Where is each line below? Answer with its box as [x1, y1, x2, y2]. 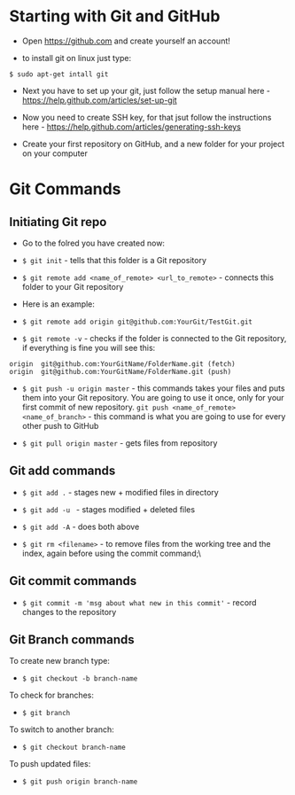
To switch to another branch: [9, 724, 114, 735]
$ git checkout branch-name [21, 743, 126, 752]
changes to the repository [21, 606, 117, 617]
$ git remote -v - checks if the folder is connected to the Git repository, [21, 332, 287, 343]
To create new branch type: [9, 656, 111, 666]
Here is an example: [21, 299, 96, 309]
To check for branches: [9, 690, 95, 701]
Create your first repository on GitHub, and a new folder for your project [21, 138, 285, 149]
